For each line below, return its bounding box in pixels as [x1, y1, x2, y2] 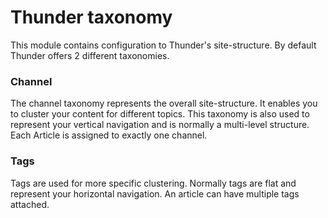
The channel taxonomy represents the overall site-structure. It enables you [10, 97, 318, 110]
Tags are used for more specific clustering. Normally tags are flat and [10, 177, 297, 189]
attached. [10, 198, 50, 210]
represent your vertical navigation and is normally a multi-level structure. [10, 119, 310, 131]
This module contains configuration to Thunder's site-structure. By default [10, 39, 317, 51]
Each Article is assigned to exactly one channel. [10, 129, 208, 141]
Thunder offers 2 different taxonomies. [10, 49, 170, 61]
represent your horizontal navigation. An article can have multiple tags [10, 187, 300, 200]
